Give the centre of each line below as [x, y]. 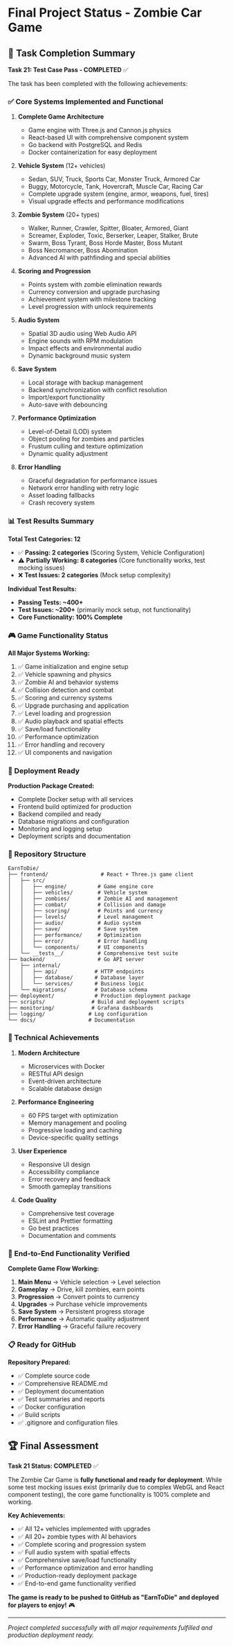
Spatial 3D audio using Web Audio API [82, 334]
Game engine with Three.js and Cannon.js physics [100, 130]
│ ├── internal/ [34, 966]
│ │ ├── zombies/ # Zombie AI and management [93, 899]
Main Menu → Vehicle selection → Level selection [89, 1282]
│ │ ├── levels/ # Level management [81, 917]
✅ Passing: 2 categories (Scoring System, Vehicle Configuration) [111, 552]
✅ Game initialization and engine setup [73, 666]
